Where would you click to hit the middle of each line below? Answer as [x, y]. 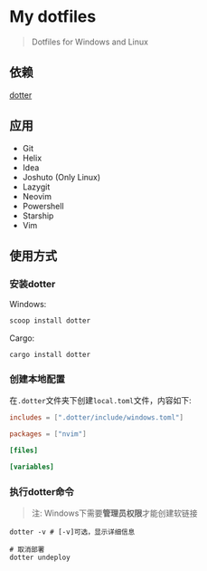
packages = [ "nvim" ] [48, 434]
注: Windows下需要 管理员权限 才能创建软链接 [114, 513]
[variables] [32, 467]
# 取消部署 [27, 550]
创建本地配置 [38, 380]
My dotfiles [53, 17]
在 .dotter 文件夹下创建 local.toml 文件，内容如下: [100, 401]
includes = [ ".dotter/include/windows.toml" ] [96, 418]
